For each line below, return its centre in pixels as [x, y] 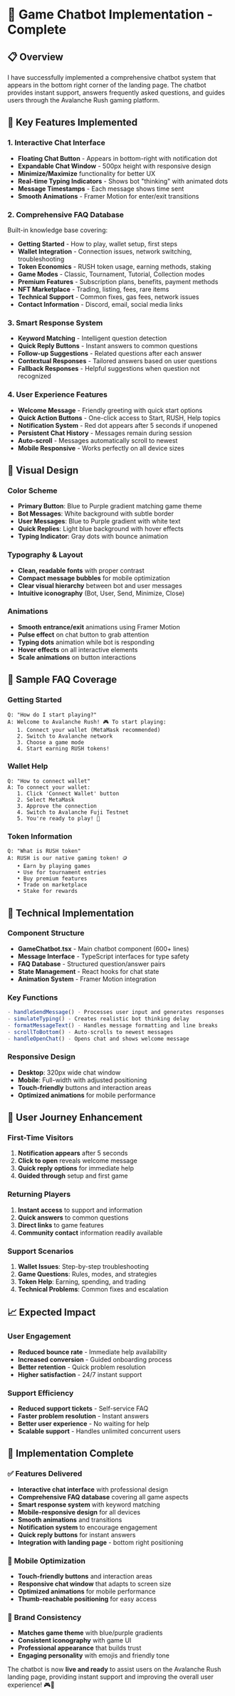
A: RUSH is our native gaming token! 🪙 [68, 858]
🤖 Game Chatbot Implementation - [110, 15]
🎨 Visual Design [43, 470]
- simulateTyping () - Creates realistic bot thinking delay [99, 1019]
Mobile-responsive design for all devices [79, 1512]
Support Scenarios [41, 1251]
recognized [34, 376]
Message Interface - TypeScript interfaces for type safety [104, 956]
